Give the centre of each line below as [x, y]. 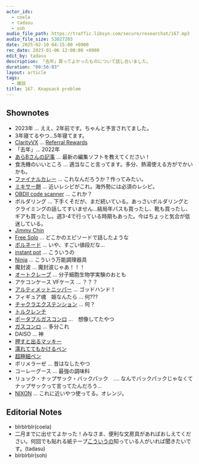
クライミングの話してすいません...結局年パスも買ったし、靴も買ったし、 [103, 209]
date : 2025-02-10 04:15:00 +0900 [48, 45]
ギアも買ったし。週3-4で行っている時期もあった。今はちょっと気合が [100, 216]
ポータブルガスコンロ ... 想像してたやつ [64, 319]
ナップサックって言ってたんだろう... [58, 386]
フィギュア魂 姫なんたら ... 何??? [56, 296]
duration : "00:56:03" [33, 67]
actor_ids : [20, 12]
